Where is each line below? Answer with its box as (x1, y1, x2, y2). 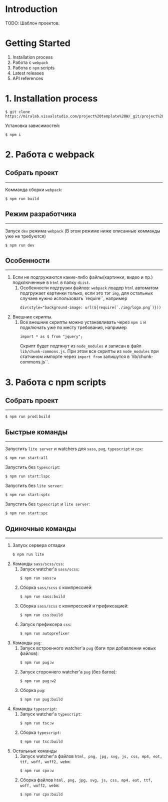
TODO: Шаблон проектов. (5, 20, 60, 26)
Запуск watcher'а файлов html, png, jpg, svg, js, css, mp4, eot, (19, 753, 162, 759)
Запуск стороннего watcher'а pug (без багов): (19, 669, 117, 675)
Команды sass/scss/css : (12, 561, 64, 567)
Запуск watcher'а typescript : (19, 711, 82, 717)
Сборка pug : (19, 687, 46, 693)
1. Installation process (5, 93, 98, 104)
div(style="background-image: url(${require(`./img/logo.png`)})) (19, 305, 161, 310)
